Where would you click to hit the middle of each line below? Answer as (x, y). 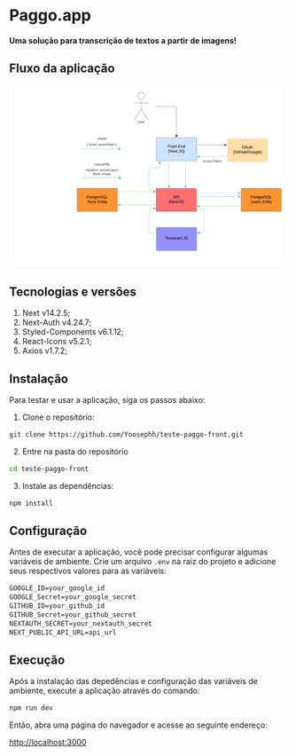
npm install (31, 503)
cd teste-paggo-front (49, 469)
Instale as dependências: (67, 485)
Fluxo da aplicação (62, 69)
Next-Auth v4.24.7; (56, 323)
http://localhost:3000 (48, 743)
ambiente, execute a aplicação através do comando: (105, 691)
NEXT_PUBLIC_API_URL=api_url (63, 633)
